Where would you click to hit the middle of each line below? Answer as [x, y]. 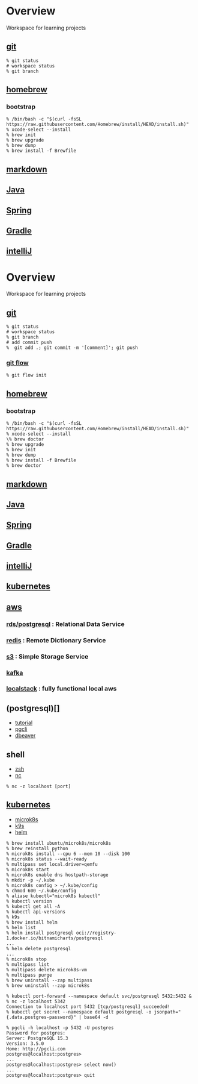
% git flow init [26, 375]
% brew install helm [32, 922]
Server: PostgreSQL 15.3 [37, 1038]
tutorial [24, 723]
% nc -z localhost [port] [38, 787]
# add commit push [29, 343]
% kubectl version [29, 901]
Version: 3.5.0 [25, 1044]
